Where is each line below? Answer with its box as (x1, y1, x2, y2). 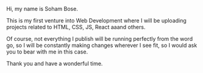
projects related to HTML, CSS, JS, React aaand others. (6, 24, 146, 30)
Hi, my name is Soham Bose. (6, 5, 78, 12)
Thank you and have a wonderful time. (6, 60, 103, 67)
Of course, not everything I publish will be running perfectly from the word (6, 35, 193, 42)
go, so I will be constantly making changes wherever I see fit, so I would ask (6, 42, 198, 49)
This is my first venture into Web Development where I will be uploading (6, 17, 187, 24)
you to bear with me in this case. (6, 48, 88, 55)
